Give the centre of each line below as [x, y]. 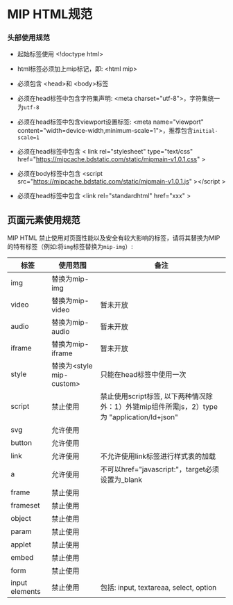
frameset [25, 506]
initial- [206, 131]
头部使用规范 [29, 38]
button [21, 443]
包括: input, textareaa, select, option [158, 588]
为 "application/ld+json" [139, 417]
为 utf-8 [28, 107]
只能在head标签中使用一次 [143, 375]
